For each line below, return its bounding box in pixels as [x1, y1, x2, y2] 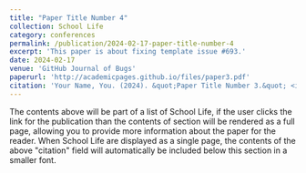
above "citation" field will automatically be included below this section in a [9, 145, 288, 156]
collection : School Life [9, 22, 104, 31]
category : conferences [9, 30, 96, 39]
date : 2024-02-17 [9, 56, 76, 65]
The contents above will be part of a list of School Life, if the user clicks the [9, 106, 293, 117]
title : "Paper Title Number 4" [9, 13, 128, 23]
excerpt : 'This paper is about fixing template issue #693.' [9, 47, 247, 56]
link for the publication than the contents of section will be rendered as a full [9, 116, 295, 127]
